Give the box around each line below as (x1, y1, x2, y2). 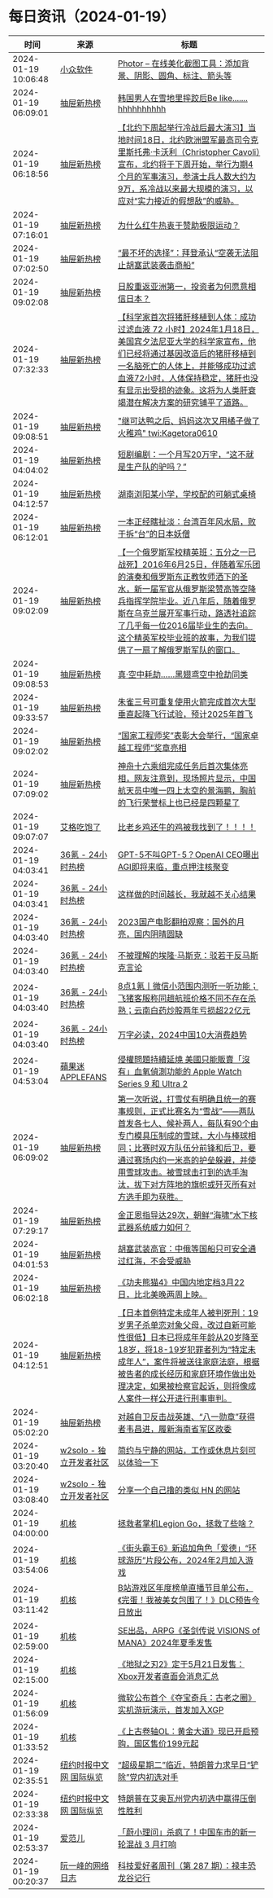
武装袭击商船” (141, 259, 195, 270)
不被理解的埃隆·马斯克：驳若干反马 (117, 950, 250, 961)
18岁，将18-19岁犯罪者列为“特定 (117, 1343, 248, 1355)
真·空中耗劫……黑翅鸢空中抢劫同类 (117, 669, 249, 680)
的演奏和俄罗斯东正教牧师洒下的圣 (117, 571, 249, 582)
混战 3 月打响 (125, 1839, 177, 1850)
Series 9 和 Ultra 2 (117, 1078, 188, 1089)
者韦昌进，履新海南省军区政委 (117, 1423, 232, 1434)
